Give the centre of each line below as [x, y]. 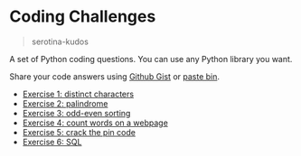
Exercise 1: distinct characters [78, 94]
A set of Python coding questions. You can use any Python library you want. [151, 59]
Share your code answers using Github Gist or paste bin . [114, 76]
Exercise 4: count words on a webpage [95, 123]
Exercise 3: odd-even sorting [76, 113]
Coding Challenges [83, 17]
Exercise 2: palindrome [65, 103]
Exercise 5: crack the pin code [79, 132]
